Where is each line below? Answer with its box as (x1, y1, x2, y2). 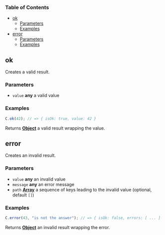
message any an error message (12, 181, 75, 187)
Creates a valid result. (5, 69, 50, 75)
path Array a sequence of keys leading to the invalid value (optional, (12, 187, 152, 192)
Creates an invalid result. (5, 152, 56, 158)
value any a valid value (12, 93, 59, 98)
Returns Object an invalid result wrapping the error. (5, 224, 110, 230)
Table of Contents (5, 4, 50, 11)
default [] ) (12, 192, 35, 198)
